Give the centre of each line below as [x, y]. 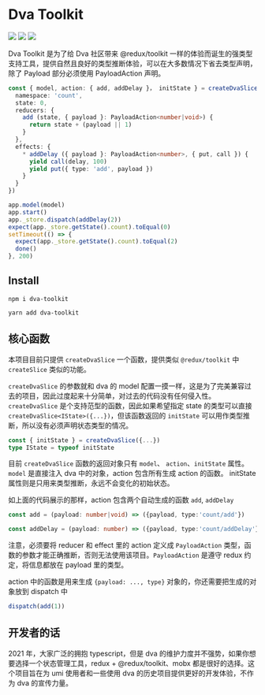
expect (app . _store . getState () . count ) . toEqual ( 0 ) [90, 227]
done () [26, 249]
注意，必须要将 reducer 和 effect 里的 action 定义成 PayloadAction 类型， [126, 545]
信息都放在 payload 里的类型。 [78, 565]
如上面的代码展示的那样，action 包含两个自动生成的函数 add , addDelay [121, 500]
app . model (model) [37, 205]
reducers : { [35, 110]
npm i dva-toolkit [38, 299]
